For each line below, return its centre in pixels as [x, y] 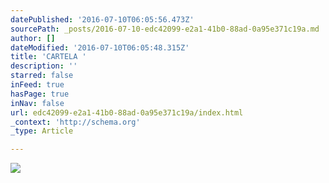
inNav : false [37, 103]
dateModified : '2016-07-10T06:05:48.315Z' [100, 47]
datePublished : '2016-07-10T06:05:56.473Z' [102, 19]
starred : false [42, 76]
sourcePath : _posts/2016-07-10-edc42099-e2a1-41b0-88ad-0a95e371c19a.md [165, 29]
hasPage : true [40, 94]
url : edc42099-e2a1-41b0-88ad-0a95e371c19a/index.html [127, 112]
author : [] [33, 38]
